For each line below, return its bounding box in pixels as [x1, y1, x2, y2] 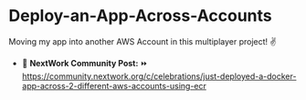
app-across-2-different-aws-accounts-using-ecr [21, 80, 207, 91]
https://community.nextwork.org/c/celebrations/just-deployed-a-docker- [21, 70, 297, 82]
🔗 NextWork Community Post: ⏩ [21, 57, 148, 68]
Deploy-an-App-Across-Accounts [8, 5, 272, 26]
